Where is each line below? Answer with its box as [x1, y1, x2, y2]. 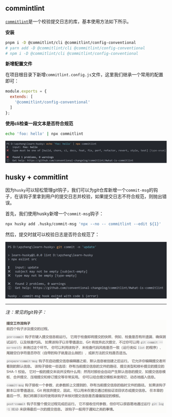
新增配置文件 [5, 61, 32, 67]
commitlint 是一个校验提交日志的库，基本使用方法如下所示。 [5, 18, 132, 25]
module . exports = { [5, 89, 47, 94]
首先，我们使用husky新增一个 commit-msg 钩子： [5, 211, 104, 217]
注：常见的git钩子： [5, 309, 47, 315]
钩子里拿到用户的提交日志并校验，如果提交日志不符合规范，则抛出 [23, 193, 162, 200]
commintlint [5, 4, 45, 13]
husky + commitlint [5, 172, 69, 181]
